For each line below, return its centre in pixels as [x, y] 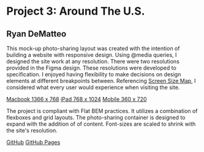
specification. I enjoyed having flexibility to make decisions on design [94, 74]
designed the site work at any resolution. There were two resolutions [93, 61]
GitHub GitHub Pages [33, 142]
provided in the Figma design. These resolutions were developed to [91, 68]
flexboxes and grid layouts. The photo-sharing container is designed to [96, 118]
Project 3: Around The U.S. [76, 11]
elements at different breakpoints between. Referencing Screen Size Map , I [101, 81]
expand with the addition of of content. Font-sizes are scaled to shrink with [101, 124]
